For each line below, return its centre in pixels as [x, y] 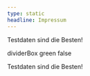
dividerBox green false [39, 53]
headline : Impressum [37, 20]
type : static [26, 13]
